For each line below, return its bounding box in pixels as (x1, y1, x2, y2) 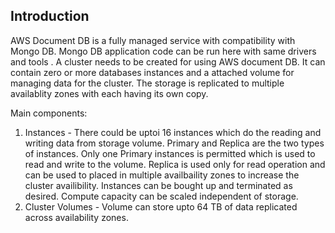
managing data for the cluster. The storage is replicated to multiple (10, 77, 285, 89)
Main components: (10, 107, 88, 119)
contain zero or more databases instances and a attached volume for (10, 66, 295, 78)
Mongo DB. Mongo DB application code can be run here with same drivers (10, 45, 317, 57)
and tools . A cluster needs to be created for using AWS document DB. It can (10, 55, 326, 68)
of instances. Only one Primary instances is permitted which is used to (24, 147, 316, 159)
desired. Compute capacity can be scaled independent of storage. (24, 190, 299, 202)
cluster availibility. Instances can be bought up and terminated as (24, 179, 293, 191)
